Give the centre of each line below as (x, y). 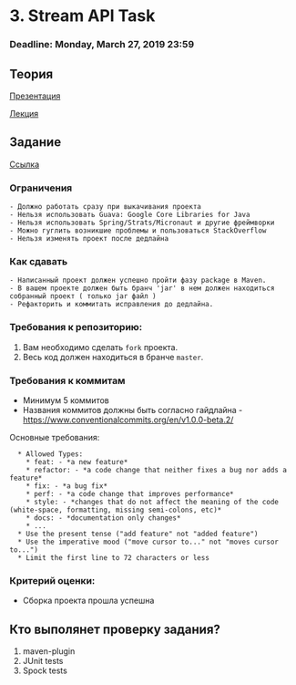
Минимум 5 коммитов (66, 400)
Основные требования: (55, 437)
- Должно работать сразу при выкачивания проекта (106, 207)
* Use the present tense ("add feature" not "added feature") (138, 534)
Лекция (24, 113)
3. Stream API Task (82, 16)
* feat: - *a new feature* (77, 462)
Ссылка (25, 164)
